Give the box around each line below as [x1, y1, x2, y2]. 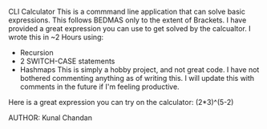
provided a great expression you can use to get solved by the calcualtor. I [8, 24, 251, 33]
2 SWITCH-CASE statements [19, 56, 115, 66]
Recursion [19, 48, 54, 57]
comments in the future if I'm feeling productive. [19, 82, 180, 91]
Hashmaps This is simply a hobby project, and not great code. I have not [19, 65, 260, 75]
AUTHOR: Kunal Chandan [8, 113, 92, 123]
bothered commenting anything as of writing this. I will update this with [19, 74, 255, 83]
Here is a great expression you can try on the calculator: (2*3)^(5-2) [8, 98, 234, 107]
